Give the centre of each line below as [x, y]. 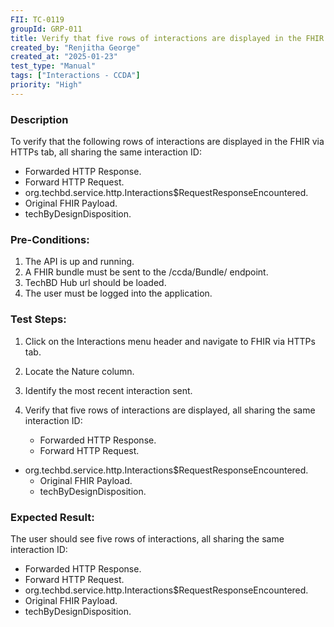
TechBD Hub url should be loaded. [95, 283]
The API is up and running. [79, 262]
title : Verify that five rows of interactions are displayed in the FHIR [167, 38]
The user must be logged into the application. [118, 293]
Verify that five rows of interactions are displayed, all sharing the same [170, 410]
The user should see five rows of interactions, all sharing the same [147, 538]
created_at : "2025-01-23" [64, 57]
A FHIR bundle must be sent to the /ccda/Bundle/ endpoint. [146, 272]
